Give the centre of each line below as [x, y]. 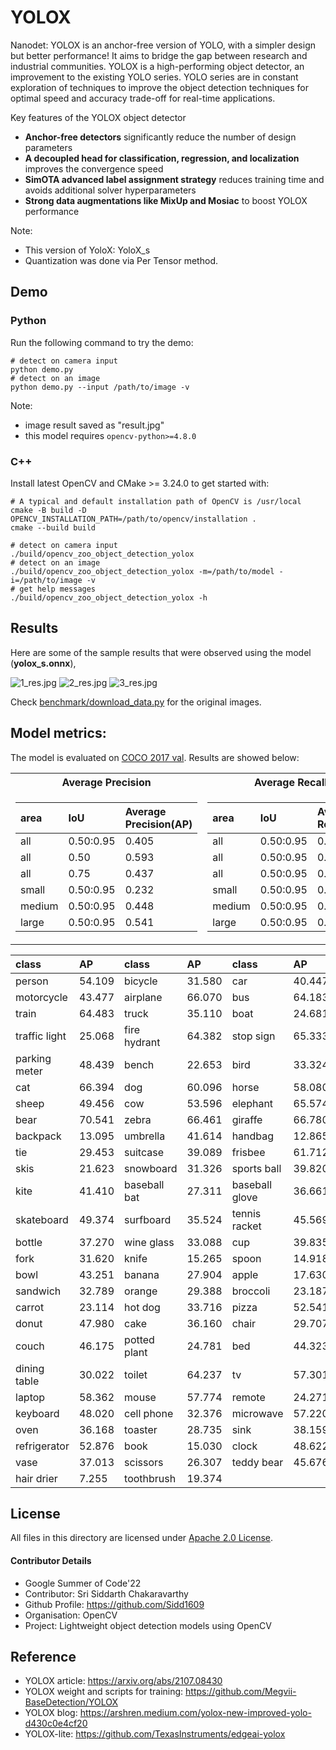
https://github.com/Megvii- [241, 1692]
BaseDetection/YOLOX [71, 1702]
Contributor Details [51, 1560]
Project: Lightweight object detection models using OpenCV [148, 1625]
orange [141, 1291]
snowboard [151, 1168]
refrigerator [42, 1446]
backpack [38, 1136]
